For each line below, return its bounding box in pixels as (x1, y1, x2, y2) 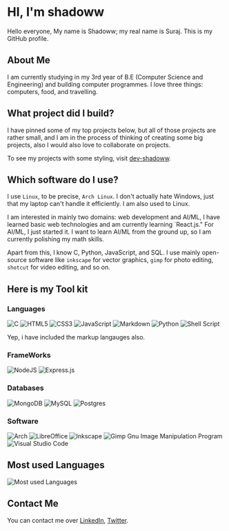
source (7, 256, 28, 264)
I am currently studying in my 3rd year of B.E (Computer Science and (7, 73, 203, 81)
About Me (7, 55, 50, 66)
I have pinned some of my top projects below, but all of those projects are (7, 126, 216, 134)
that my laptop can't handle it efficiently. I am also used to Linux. (7, 200, 190, 208)
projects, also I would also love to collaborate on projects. (7, 140, 171, 149)
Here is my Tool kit (7, 283, 88, 295)
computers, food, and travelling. (7, 87, 98, 95)
